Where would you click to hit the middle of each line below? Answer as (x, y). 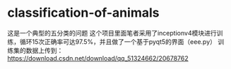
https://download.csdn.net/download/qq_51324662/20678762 (98, 58)
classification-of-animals (83, 13)
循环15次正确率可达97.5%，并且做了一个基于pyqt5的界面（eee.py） (118, 41)
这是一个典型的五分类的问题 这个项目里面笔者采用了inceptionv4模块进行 (112, 33)
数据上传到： (45, 50)
